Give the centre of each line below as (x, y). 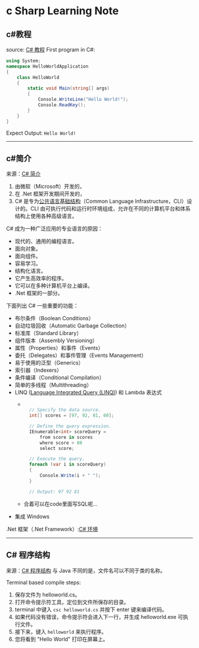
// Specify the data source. (65, 410)
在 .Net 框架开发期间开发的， (50, 194)
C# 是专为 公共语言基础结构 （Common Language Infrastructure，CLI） (101, 201)
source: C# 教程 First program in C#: (51, 50)
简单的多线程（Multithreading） (53, 385)
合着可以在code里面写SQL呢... (60, 504)
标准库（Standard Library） (48, 333)
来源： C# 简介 (24, 174)
